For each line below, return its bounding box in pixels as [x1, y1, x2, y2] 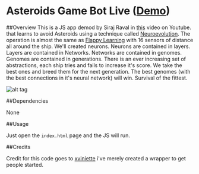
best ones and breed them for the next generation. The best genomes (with [6, 68, 191, 75]
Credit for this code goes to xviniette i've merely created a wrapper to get [6, 154, 186, 162]
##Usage [6, 120, 29, 127]
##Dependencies [6, 97, 49, 105]
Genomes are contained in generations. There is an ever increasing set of [6, 55, 186, 62]
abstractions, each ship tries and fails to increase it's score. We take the [6, 61, 182, 69]
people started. [6, 161, 43, 168]
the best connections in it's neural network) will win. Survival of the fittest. [6, 74, 188, 81]
